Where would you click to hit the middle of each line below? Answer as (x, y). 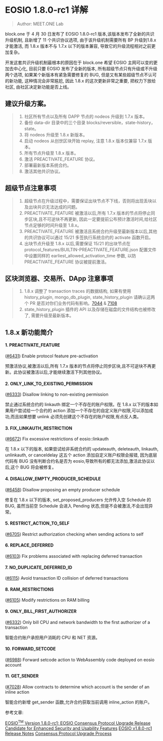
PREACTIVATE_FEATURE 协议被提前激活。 (67, 262)
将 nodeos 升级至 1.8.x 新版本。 (56, 135)
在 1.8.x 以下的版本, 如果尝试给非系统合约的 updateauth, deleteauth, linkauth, (82, 449)
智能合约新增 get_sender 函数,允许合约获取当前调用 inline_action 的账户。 (79, 702)
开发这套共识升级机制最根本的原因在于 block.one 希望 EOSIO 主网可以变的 (79, 62)
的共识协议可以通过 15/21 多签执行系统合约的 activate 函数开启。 (89, 237)
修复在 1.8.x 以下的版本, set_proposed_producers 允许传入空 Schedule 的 (78, 500)
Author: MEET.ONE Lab (40, 24)
